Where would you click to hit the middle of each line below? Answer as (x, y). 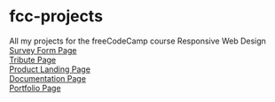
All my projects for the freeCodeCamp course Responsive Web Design (137, 41)
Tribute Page (32, 59)
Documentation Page (48, 78)
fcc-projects (56, 16)
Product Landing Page (50, 69)
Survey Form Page (43, 50)
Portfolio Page (35, 88)
